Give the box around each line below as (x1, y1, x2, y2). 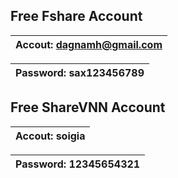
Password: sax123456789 (15, 65, 145, 79)
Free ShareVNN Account (10, 99, 166, 116)
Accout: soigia (15, 129, 86, 143)
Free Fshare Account (10, 8, 143, 25)
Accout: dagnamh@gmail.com (15, 37, 163, 51)
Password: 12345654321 (15, 157, 141, 171)
